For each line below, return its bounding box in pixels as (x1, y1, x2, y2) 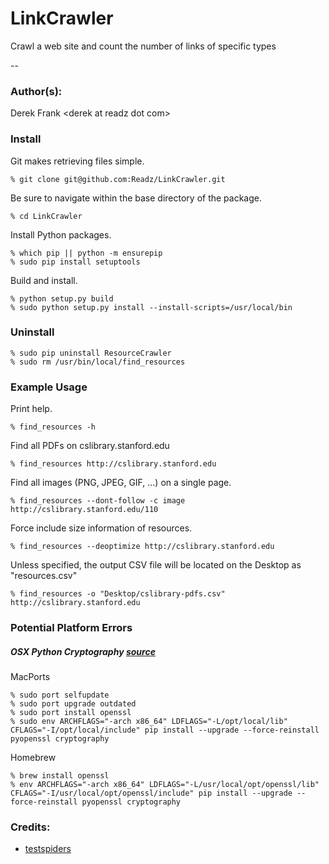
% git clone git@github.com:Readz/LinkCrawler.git (10, 174, 226, 184)
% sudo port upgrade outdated (10, 699, 137, 709)
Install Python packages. (10, 228, 112, 241)
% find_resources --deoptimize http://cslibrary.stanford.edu (10, 542, 275, 552)
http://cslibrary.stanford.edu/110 (10, 505, 159, 515)
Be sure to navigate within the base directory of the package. (10, 192, 263, 204)
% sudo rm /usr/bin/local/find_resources (10, 357, 186, 367)
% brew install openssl (10, 771, 110, 781)
